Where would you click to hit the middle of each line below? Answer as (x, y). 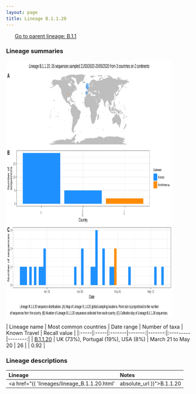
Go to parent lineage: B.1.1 (46, 36)
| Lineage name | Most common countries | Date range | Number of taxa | (94, 327)
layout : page (22, 12)
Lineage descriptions (37, 361)
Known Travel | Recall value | (41, 333)
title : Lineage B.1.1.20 (36, 18)
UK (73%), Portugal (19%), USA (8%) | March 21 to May (123, 339)
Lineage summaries (35, 51)
